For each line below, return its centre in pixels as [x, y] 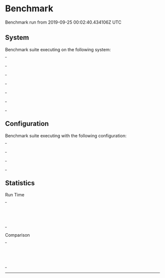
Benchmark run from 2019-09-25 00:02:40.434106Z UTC [63, 22]
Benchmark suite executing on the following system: [58, 49]
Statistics [20, 183]
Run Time [15, 195]
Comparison [18, 235]
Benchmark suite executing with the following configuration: [66, 135]
